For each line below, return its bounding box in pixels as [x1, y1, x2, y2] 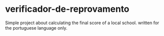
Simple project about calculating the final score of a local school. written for [5, 20, 160, 26]
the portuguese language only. [5, 25, 68, 31]
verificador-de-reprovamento [5, 3, 129, 15]
